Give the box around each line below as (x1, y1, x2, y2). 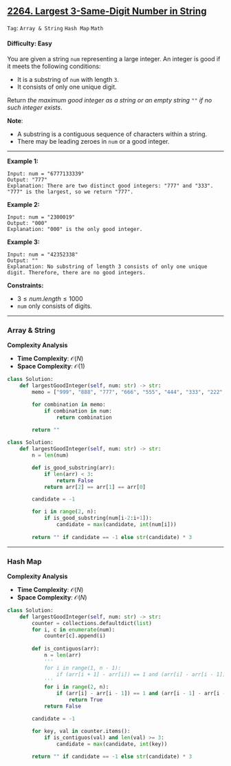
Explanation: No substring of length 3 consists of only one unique (7, 263, 208, 270)
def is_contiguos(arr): (32, 646, 100, 653)
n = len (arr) (43, 652, 81, 659)
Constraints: (7, 281, 44, 289)
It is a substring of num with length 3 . (16, 76, 119, 84)
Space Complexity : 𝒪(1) (16, 362, 85, 371)
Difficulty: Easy (7, 39, 53, 47)
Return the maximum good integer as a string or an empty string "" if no (7, 96, 212, 105)
